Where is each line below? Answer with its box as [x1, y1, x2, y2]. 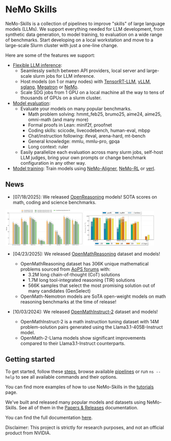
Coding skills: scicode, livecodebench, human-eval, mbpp [28, 127, 151, 134]
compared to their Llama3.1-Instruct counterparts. [20, 340, 125, 346]
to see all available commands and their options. [15, 374, 118, 380]
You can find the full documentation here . [5, 414, 93, 421]
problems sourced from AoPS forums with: [20, 266, 111, 272]
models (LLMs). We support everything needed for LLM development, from [5, 26, 164, 32]
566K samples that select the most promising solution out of [28, 282, 155, 289]
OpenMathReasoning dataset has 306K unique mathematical [20, 260, 149, 267]
